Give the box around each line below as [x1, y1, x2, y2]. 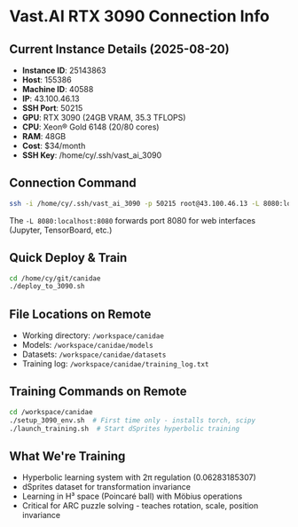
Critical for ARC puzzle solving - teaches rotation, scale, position [21, 500, 259, 511]
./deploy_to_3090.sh [9, 282, 86, 291]
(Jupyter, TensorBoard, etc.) [9, 224, 113, 235]
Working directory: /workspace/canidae [21, 330, 164, 341]
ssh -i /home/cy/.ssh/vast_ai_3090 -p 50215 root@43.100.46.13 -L [9, 199, 260, 208]
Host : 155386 [21, 75, 73, 85]
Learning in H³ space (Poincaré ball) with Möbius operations [21, 491, 243, 502]
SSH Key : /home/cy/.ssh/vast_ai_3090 [21, 150, 162, 161]
